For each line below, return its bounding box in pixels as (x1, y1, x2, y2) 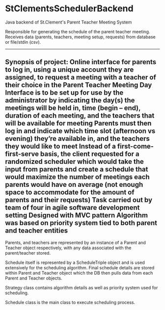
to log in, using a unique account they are (5, 66, 134, 74)
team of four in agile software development (5, 204, 140, 212)
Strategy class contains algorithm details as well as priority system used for (5, 284, 158, 290)
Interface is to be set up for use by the (5, 89, 124, 97)
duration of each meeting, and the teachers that (5, 111, 155, 120)
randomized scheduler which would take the (5, 157, 144, 166)
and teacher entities (5, 227, 68, 235)
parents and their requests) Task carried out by (5, 196, 153, 204)
